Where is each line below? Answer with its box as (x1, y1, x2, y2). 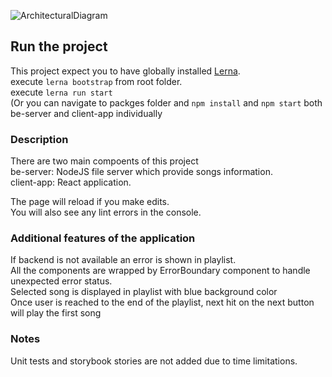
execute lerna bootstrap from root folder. (10, 75, 183, 87)
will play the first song (10, 307, 102, 319)
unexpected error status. (10, 275, 113, 287)
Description (10, 132, 69, 146)
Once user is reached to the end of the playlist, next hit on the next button (10, 296, 315, 309)
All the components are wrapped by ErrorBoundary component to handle (10, 265, 311, 277)
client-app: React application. (10, 176, 132, 189)
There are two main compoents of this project (10, 155, 199, 167)
